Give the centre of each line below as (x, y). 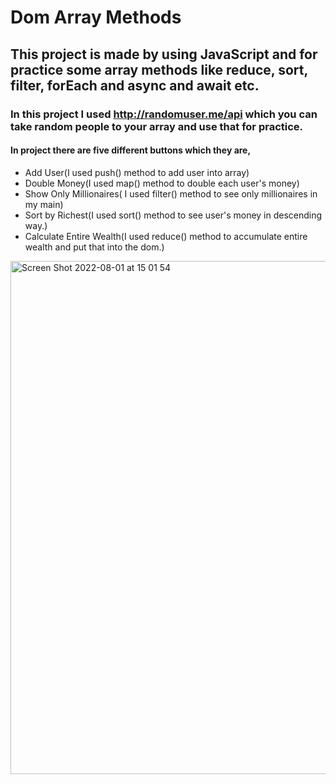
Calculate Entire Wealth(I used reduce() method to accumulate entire (166, 236)
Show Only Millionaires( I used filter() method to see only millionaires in (171, 193)
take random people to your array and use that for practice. (157, 126)
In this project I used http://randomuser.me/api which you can (164, 114)
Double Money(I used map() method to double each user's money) (162, 183)
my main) (44, 204)
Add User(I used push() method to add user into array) (137, 172)
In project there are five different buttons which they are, (131, 150)
